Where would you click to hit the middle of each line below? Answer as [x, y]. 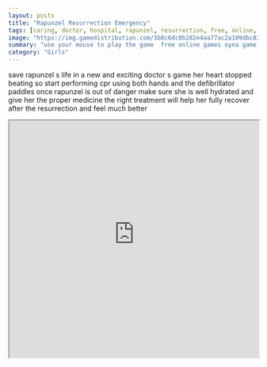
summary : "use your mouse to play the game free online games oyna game [133, 45]
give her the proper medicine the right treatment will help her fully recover [129, 100]
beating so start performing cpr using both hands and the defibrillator [122, 83]
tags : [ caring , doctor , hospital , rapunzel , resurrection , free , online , [133, 30]
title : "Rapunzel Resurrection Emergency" [79, 23]
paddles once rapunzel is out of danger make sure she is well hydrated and [131, 91]
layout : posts [32, 15]
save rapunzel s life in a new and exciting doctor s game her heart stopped [130, 75]
